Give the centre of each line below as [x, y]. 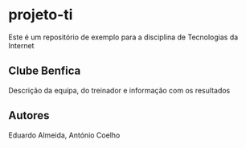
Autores [29, 115]
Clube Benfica [45, 71]
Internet [21, 45]
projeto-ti [41, 15]
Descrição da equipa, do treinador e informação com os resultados [119, 90]
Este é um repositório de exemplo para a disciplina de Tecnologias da [123, 37]
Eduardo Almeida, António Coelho [64, 135]
